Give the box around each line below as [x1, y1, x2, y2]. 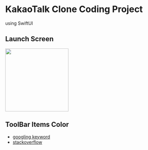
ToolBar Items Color [5, 120, 69, 129]
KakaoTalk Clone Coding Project [5, 4, 143, 15]
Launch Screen [5, 35, 54, 43]
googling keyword [12, 133, 51, 139]
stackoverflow [12, 139, 42, 145]
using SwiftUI [5, 20, 33, 26]
